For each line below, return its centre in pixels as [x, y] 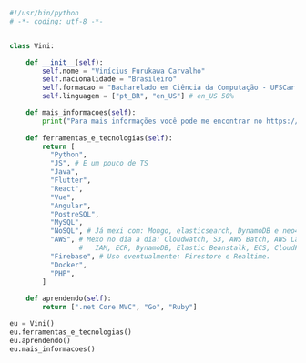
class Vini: [32, 45]
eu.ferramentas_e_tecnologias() [71, 332]
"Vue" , [62, 197]
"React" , [66, 188]
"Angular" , [71, 206]
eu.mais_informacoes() [52, 349]
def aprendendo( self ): [69, 299]
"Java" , [64, 172]
